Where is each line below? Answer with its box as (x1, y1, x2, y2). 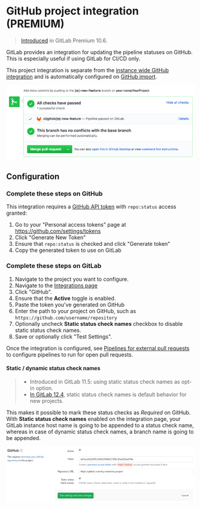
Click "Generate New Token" (14, 234, 86, 241)
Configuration (6, 171, 60, 182)
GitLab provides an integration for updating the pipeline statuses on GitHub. (6, 48, 193, 55)
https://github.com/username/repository (14, 314, 117, 321)
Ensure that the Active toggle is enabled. (14, 295, 116, 302)
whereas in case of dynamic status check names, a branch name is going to (6, 428, 194, 435)
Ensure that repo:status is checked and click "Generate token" (14, 240, 171, 248)
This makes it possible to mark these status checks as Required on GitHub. (6, 409, 191, 416)
